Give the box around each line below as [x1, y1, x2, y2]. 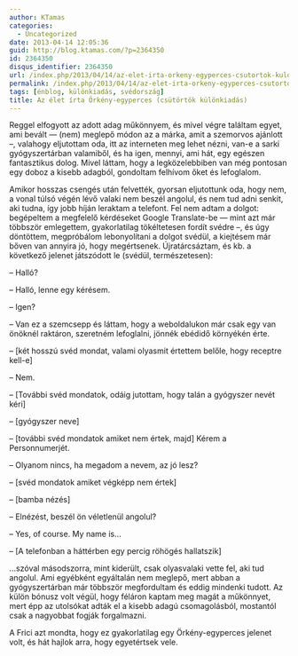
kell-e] [9, 355, 33, 366]
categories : [9, 21, 53, 30]
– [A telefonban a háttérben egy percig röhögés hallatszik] [9, 546, 222, 557]
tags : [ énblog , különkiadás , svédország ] [9, 87, 165, 96]
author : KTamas [9, 12, 66, 22]
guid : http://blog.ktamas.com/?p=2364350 [9, 46, 165, 55]
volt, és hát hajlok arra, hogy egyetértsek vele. [9, 636, 179, 648]
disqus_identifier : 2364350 [9, 63, 114, 72]
